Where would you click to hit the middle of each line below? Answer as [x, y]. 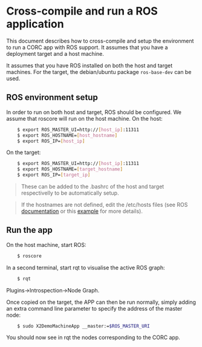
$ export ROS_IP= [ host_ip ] [51, 141]
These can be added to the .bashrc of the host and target [93, 187]
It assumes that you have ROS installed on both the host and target [90, 66]
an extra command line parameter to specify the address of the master [94, 308]
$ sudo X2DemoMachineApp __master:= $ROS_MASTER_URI [83, 326]
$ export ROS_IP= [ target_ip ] [54, 175]
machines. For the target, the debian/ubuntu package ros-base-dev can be [99, 72]
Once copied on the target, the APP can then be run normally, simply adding [101, 302]
